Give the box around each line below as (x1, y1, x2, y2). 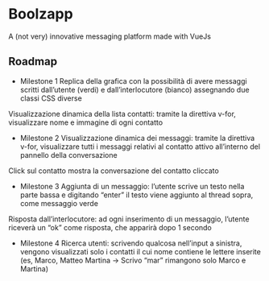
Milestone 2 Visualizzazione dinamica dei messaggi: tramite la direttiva (19, 133, 255, 143)
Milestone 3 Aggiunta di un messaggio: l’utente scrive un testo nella (19, 181, 245, 191)
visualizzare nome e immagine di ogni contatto (8, 118, 163, 127)
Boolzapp (8, 5, 74, 23)
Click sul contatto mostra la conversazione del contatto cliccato (8, 166, 219, 176)
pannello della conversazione (19, 150, 118, 159)
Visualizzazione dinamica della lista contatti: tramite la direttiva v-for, (8, 109, 236, 118)
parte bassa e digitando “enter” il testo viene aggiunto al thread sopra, (19, 190, 254, 200)
